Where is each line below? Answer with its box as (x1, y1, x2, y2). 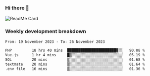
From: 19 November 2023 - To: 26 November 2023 (5, 39, 105, 44)
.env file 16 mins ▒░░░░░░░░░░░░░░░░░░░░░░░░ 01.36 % (5, 66, 145, 71)
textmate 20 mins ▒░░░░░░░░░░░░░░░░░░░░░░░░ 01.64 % (5, 62, 145, 67)
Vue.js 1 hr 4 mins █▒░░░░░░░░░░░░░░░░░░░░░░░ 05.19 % (5, 53, 145, 58)
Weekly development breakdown (5, 28, 87, 35)
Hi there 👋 (5, 4, 30, 11)
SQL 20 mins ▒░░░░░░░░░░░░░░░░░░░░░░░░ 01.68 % (5, 57, 145, 62)
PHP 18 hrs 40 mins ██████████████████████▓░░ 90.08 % (5, 48, 145, 53)
